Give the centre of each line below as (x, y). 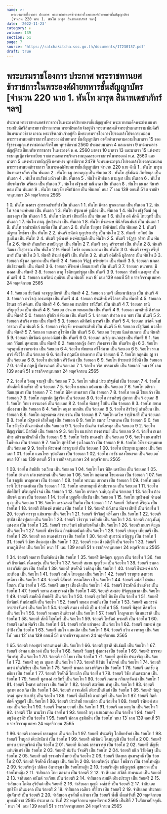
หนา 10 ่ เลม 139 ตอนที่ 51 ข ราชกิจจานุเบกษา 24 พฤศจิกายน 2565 (64, 459)
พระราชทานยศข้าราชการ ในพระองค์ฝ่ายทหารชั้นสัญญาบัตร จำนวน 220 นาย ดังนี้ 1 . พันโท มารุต (84, 167)
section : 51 (19, 38)
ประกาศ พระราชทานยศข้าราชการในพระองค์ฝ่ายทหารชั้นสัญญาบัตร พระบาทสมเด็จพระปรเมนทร (82, 123)
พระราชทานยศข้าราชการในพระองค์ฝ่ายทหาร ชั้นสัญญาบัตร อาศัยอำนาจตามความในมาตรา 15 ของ (84, 139)
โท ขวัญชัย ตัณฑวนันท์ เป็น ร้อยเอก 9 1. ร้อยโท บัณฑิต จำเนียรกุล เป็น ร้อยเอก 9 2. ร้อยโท (81, 426)
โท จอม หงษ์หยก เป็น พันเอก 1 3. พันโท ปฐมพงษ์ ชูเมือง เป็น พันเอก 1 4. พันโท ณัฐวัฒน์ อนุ (82, 210)
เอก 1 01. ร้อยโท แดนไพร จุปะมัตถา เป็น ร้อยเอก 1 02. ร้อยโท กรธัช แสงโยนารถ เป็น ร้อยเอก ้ (83, 454)
